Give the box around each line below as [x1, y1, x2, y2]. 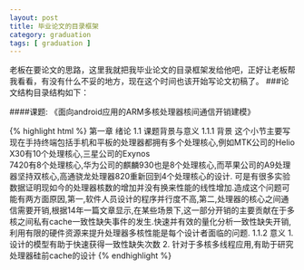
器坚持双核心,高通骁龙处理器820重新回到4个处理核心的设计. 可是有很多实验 [9, 171, 291, 182]
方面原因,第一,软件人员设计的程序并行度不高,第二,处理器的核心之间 [33, 194, 281, 205]
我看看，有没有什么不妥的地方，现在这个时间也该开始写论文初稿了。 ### [9, 76, 281, 87]
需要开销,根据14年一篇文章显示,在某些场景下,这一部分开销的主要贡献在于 [16, 205, 288, 216]
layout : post [9, 13, 59, 23]
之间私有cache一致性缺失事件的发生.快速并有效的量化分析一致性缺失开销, [16, 217, 292, 227]
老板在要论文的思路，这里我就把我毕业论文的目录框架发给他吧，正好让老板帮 [9, 64, 296, 75]
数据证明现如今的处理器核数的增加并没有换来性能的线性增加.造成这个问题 [9, 182, 283, 193]
